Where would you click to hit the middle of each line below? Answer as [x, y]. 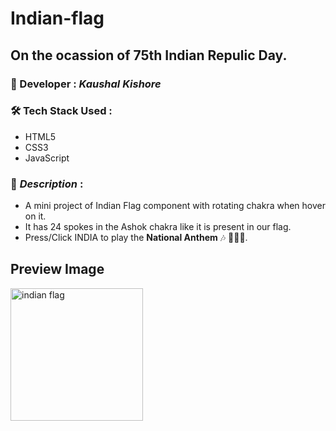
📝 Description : [47, 184]
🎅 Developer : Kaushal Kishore [86, 84]
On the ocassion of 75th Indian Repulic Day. [149, 55]
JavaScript [47, 158]
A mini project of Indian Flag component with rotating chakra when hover [175, 206]
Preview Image [57, 269]
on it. [35, 216]
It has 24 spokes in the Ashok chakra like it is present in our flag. [158, 227]
